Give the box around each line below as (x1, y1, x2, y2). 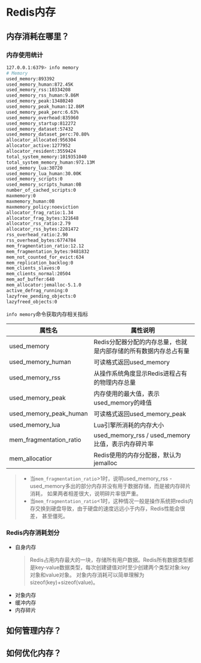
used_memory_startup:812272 (6, 120, 77, 126)
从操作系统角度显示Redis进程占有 (93, 369, 187, 378)
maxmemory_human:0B (6, 198, 55, 204)
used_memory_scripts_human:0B (6, 182, 82, 188)
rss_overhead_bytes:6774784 (6, 237, 77, 243)
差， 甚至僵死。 (29, 512, 69, 519)
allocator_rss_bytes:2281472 (6, 226, 79, 233)
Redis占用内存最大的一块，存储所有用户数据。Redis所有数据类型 (29, 556, 188, 563)
